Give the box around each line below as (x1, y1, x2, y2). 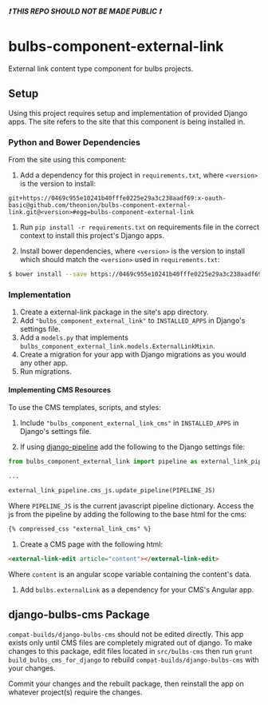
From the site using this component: (8, 155, 127, 165)
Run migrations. (19, 367, 72, 376)
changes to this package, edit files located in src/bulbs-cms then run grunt (8, 646, 254, 655)
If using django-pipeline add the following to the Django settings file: (19, 442, 246, 452)
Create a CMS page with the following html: (19, 539, 164, 549)
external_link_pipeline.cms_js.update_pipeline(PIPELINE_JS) (8, 487, 216, 495)
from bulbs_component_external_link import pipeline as (8, 458, 198, 466)
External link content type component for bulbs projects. (8, 63, 194, 74)
